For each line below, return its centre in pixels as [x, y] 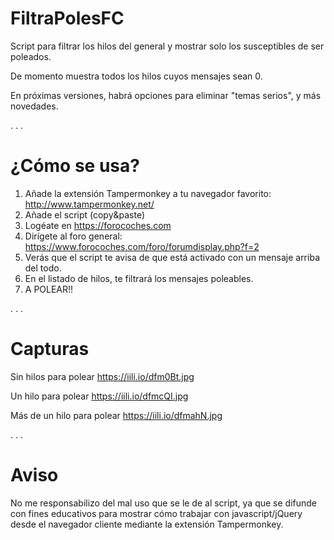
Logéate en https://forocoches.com [98, 225]
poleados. [31, 56]
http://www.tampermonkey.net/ [89, 204]
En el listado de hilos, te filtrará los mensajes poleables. [139, 278]
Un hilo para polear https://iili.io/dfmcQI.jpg [99, 396]
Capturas [50, 349]
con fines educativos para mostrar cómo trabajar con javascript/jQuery [156, 513]
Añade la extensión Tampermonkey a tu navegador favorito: [148, 193]
